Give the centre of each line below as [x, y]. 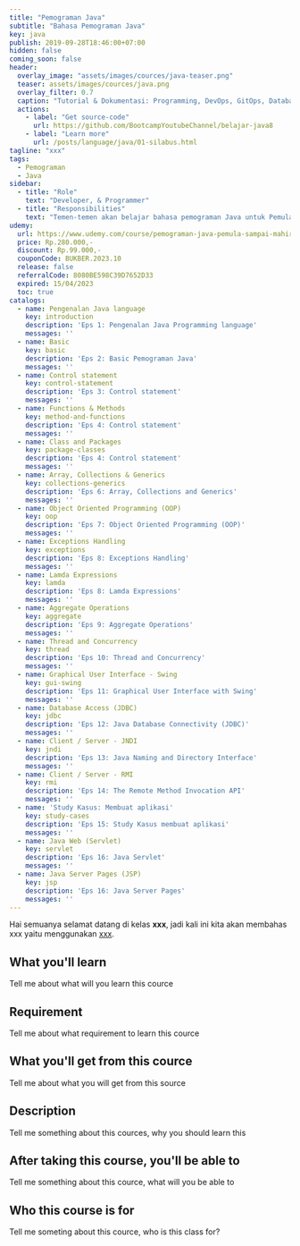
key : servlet [50, 849]
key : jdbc [44, 716]
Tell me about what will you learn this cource [92, 984]
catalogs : [28, 301]
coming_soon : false [46, 59]
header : [24, 68]
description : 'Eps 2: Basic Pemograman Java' [112, 359]
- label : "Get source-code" [77, 117]
